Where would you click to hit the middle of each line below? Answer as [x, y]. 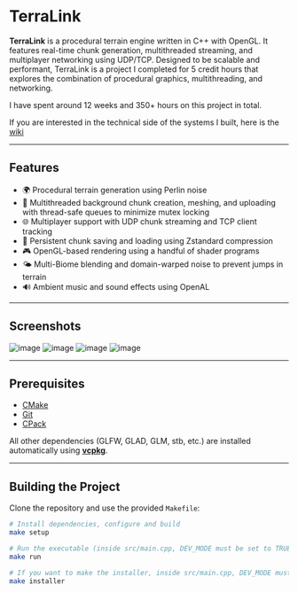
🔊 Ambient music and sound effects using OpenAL [116, 286]
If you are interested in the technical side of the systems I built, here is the [144, 122]
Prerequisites [47, 383]
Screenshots [45, 327]
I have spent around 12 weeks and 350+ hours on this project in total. [136, 105]
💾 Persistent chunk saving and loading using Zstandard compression [147, 240]
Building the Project [65, 486]
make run [25, 557]
